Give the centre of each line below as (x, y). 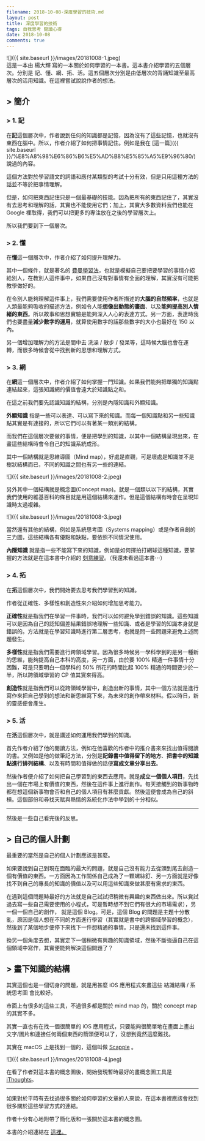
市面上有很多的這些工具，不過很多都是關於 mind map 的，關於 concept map (102, 1006)
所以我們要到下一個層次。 (38, 225)
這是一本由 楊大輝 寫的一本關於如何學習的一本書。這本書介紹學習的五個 (96, 65)
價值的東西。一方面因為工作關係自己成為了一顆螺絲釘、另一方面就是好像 (108, 876)
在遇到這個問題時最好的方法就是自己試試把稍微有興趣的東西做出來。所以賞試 (103, 896)
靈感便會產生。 (30, 703)
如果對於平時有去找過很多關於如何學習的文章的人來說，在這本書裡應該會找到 (103, 1098)
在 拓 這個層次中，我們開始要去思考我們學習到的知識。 (73, 590)
